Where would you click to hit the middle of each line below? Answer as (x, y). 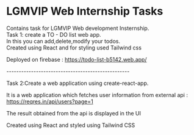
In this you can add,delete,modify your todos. (63, 41)
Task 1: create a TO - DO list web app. (54, 34)
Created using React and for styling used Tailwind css (74, 48)
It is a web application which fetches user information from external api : (97, 95)
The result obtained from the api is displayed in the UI (74, 113)
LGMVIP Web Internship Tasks (85, 11)
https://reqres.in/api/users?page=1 (50, 101)
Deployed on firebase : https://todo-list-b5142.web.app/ (77, 59)
